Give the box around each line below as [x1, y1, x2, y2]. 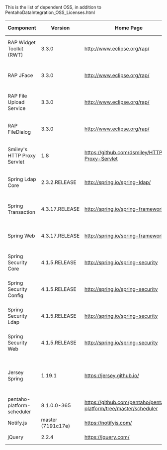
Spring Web [7, 232, 35, 239]
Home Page [114, 24, 143, 31]
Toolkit [7, 45, 24, 52]
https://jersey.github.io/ [84, 372, 139, 379]
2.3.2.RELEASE [41, 179, 77, 185]
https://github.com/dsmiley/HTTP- [84, 149, 166, 156]
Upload [7, 99, 25, 105]
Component [7, 24, 36, 31]
